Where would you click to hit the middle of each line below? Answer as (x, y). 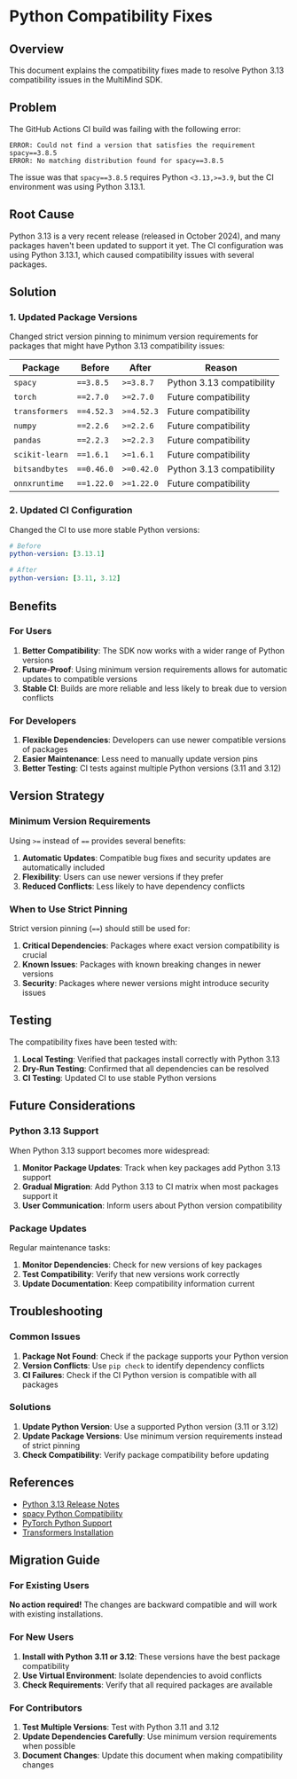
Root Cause (42, 215)
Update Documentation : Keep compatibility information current (138, 1283)
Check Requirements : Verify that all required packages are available (147, 1685)
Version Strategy (57, 796)
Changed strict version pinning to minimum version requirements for (134, 337)
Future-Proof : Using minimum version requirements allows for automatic (155, 669)
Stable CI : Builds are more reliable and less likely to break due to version (154, 688)
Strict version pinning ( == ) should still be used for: (100, 929)
